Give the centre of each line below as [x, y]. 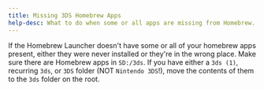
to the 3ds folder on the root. [54, 79]
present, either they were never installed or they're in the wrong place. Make [132, 54]
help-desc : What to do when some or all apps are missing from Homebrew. [132, 23]
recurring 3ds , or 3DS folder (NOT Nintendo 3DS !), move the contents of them [131, 70]
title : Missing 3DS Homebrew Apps [65, 15]
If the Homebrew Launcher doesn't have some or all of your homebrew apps [132, 45]
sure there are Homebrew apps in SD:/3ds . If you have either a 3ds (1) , [123, 62]
